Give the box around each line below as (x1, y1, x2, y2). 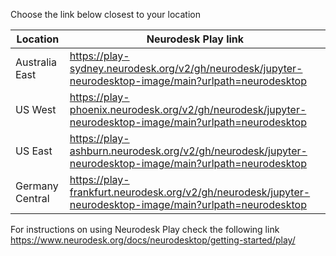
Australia (15, 55, 57, 69)
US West (15, 103, 57, 116)
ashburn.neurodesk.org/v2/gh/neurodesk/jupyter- (69, 144, 308, 158)
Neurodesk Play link (146, 32, 245, 46)
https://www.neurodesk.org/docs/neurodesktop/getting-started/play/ (10, 234, 296, 246)
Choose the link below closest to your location (10, 9, 201, 20)
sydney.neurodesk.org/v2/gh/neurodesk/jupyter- (69, 62, 303, 75)
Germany (15, 179, 59, 193)
